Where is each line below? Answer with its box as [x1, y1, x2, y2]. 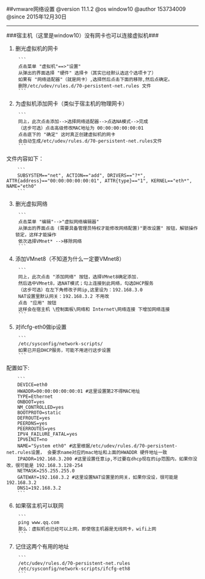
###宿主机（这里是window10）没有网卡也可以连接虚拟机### [6, 32, 159, 39]
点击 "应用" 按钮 [18, 300, 57, 306]
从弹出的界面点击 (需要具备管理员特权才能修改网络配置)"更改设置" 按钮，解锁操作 [18, 225, 198, 231]
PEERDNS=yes [17, 420, 48, 427]
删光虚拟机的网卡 [15, 45, 59, 52]
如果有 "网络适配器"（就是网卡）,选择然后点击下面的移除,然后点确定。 [18, 77, 173, 83]
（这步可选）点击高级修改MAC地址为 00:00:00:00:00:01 [18, 125, 144, 131]
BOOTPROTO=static [17, 409, 62, 416]
